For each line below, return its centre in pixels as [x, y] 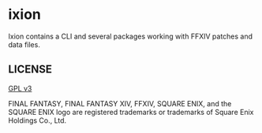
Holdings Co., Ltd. [37, 120]
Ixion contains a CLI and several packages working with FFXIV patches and [131, 36]
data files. [24, 44]
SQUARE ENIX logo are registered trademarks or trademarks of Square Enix [131, 112]
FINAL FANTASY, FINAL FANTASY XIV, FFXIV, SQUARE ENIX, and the [120, 103]
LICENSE [30, 70]
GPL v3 [20, 88]
